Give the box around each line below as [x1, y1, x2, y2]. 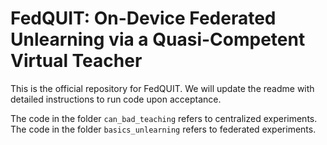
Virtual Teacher [10, 50, 143, 72]
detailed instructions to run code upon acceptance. [10, 93, 222, 105]
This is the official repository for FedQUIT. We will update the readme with [10, 82, 315, 94]
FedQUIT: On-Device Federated [10, 7, 277, 30]
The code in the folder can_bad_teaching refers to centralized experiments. [10, 112, 318, 124]
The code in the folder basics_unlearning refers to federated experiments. [10, 123, 317, 135]
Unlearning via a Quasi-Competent [10, 28, 306, 51]
